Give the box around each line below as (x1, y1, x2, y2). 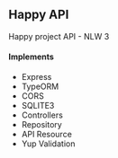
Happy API (8, 7, 69, 22)
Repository (21, 119, 62, 130)
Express (21, 72, 52, 83)
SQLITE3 (21, 101, 55, 111)
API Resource (21, 129, 73, 140)
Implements (8, 51, 55, 62)
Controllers (21, 110, 64, 120)
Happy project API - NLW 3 (8, 31, 110, 41)
